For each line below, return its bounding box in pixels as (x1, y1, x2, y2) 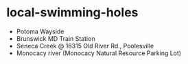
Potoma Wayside (16, 27, 64, 35)
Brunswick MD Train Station (16, 34, 95, 42)
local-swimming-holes (6, 5, 139, 20)
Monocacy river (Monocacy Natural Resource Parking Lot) (16, 49, 182, 57)
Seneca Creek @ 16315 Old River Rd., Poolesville (16, 42, 154, 50)
